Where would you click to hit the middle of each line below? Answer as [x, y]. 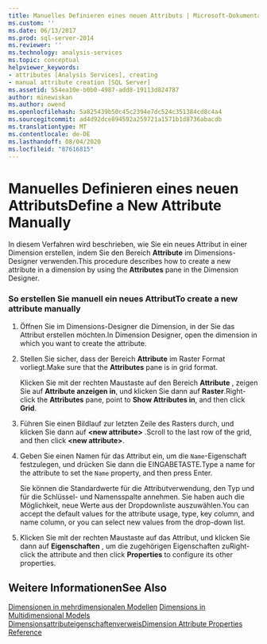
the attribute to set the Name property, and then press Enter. [116, 473]
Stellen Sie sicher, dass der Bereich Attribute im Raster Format [122, 359]
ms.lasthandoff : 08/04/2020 [55, 141]
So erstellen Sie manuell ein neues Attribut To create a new [123, 299]
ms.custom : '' [32, 23]
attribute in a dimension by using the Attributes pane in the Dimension [124, 270]
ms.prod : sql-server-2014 [51, 38]
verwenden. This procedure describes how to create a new [135, 261]
